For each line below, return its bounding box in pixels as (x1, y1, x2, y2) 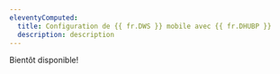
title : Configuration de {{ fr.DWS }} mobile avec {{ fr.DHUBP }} (17, 22, 272, 31)
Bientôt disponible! (9, 55, 79, 66)
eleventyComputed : (9, 13, 78, 23)
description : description (17, 30, 115, 39)
